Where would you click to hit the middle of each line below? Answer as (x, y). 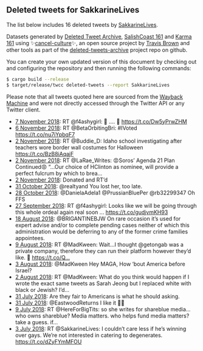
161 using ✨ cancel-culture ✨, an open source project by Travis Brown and (98, 43)
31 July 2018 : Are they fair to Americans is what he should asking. (98, 296)
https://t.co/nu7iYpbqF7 (45, 134)
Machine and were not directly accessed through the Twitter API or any (95, 103)
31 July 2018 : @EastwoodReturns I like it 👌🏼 (70, 303)
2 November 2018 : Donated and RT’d (61, 180)
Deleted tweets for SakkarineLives (73, 10)
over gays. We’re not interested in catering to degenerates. (89, 335)
